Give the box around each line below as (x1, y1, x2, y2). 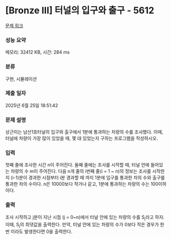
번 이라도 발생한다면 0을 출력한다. (5, 228, 73, 235)
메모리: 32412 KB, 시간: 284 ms (5, 49, 70, 55)
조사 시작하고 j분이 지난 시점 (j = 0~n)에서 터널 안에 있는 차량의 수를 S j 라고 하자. (5, 214, 165, 221)
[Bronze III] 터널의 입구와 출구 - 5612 (5, 5, 155, 16)
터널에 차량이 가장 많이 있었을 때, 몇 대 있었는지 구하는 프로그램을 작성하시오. (5, 135, 158, 141)
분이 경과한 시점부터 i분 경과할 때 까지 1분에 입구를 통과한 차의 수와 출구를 (18, 175, 165, 181)
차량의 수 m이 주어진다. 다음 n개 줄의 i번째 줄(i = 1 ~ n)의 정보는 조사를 (10, 168, 152, 174)
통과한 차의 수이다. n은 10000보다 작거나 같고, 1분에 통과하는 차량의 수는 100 (5, 181, 159, 187)
